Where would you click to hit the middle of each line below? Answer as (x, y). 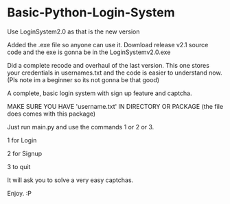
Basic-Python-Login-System (91, 13)
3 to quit (19, 166)
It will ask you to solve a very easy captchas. (70, 180)
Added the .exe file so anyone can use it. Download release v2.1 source (108, 44)
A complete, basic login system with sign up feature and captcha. (100, 93)
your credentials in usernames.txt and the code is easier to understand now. (115, 73)
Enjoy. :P (20, 193)
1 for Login (22, 140)
